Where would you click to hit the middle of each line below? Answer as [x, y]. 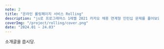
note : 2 [13, 9]
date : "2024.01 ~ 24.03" [30, 27]
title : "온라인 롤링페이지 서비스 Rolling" [44, 14]
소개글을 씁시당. [20, 42]
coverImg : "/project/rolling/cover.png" [47, 23]
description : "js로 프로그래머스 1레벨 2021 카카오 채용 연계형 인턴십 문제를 [75, 18]
